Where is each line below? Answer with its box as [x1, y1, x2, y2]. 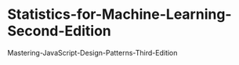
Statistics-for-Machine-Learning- [7, 5, 232, 23]
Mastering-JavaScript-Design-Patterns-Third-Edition [7, 48, 178, 57]
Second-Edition [7, 22, 111, 40]
